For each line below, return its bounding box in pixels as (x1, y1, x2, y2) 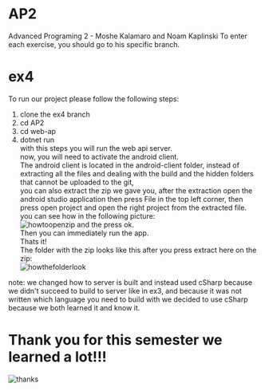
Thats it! (19, 236, 47, 246)
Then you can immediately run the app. (19, 228, 149, 238)
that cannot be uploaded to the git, (19, 177, 134, 187)
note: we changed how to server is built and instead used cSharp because (8, 277, 253, 287)
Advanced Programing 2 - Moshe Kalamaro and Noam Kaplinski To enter (8, 31, 247, 41)
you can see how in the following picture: (19, 211, 156, 220)
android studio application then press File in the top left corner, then (19, 194, 243, 203)
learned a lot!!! (8, 348, 108, 366)
